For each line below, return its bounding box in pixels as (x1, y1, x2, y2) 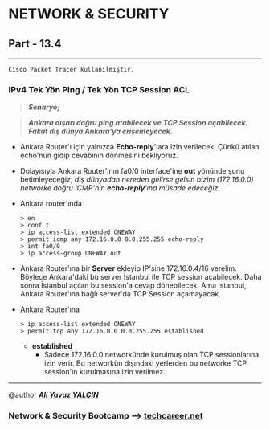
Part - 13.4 (8, 37, 62, 51)
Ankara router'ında (19, 198, 83, 209)
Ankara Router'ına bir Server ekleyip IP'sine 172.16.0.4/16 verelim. (19, 264, 237, 273)
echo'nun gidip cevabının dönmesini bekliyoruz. (19, 150, 178, 161)
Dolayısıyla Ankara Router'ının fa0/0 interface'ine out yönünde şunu (19, 166, 245, 176)
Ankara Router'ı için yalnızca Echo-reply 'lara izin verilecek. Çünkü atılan (19, 142, 260, 152)
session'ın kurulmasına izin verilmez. (43, 367, 166, 377)
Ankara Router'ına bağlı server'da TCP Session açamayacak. (19, 289, 221, 299)
